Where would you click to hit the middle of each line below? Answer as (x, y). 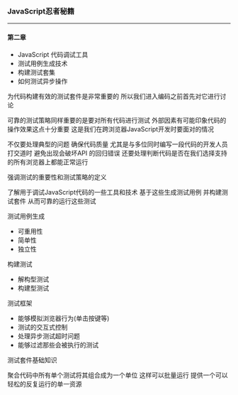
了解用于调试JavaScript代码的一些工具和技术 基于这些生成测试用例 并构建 (115, 192)
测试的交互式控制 (42, 327)
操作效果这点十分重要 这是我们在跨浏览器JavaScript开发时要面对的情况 (111, 129)
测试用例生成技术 (42, 63)
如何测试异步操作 (42, 81)
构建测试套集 (36, 72)
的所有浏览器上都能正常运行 (48, 162)
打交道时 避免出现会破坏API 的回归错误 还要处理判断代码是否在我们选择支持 (118, 153)
